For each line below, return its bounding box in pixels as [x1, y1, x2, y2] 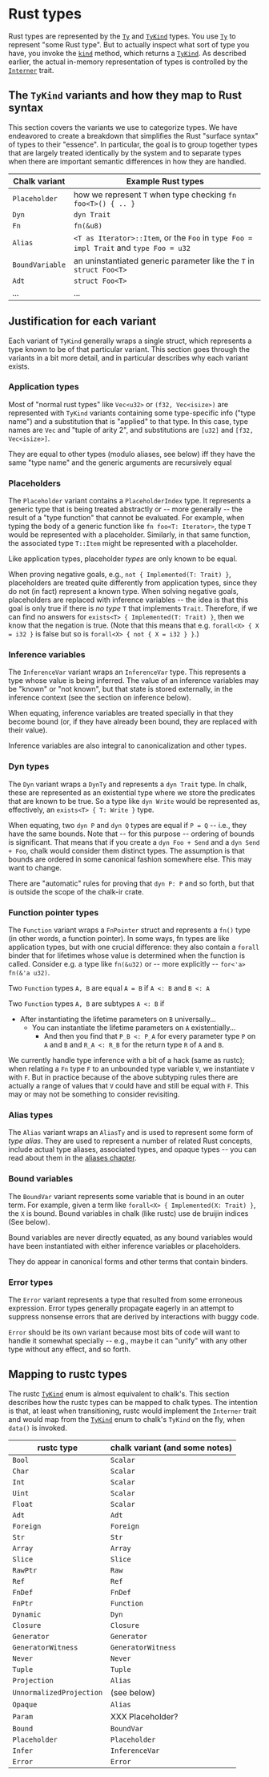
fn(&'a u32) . [8, 967, 50, 978]
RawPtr [12, 1565, 38, 1575]
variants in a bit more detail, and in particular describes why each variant [8, 353, 248, 362]
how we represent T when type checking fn [73, 189, 237, 200]
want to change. [8, 862, 62, 872]
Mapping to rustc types [8, 1367, 128, 1381]
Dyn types [8, 761, 50, 772]
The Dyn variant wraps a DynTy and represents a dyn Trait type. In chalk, [8, 779, 247, 789]
